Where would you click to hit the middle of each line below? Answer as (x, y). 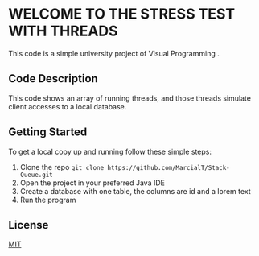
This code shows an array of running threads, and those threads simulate (130, 98)
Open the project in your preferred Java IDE (92, 183)
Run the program (48, 200)
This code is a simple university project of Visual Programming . (114, 53)
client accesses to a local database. (68, 106)
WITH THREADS (63, 31)
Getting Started (48, 132)
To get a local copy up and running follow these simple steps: (110, 151)
